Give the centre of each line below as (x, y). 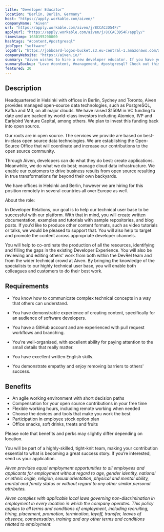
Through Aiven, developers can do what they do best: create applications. (80, 160)
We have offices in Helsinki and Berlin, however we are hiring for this (74, 185)
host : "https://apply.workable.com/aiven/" (50, 19)
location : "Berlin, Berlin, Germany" (43, 14)
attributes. (15, 489)
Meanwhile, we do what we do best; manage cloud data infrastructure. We (80, 165)
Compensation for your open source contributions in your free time (80, 404)
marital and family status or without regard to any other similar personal (78, 484)
